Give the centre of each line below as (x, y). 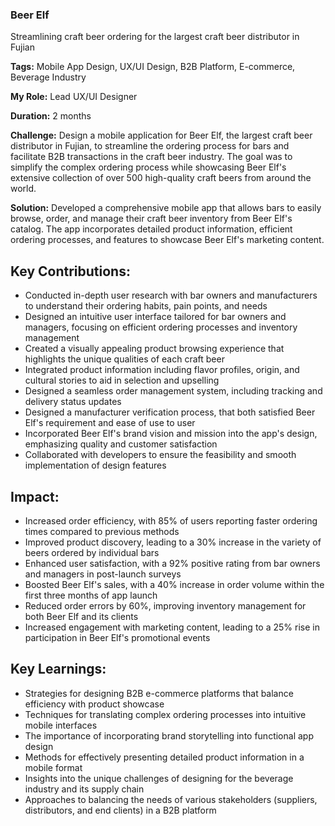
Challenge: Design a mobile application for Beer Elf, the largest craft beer (161, 135)
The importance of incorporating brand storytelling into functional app (169, 735)
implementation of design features (95, 465)
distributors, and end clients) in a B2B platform (120, 810)
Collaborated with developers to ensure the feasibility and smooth (160, 455)
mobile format (53, 767)
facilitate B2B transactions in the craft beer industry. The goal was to (151, 157)
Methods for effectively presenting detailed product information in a (164, 757)
